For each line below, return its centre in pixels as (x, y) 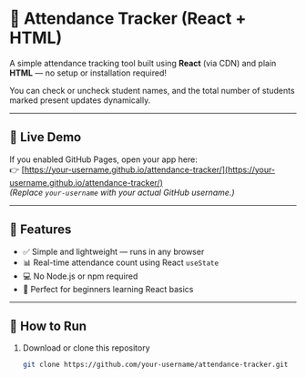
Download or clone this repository (86, 348)
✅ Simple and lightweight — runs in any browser (113, 251)
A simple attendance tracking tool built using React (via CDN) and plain (143, 63)
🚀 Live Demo (46, 137)
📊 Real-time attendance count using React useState (121, 262)
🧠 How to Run (48, 326)
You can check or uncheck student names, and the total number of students (152, 90)
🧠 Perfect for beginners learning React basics (108, 289)
